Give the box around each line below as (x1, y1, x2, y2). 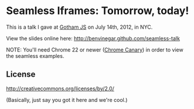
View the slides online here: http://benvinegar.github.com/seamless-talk (6, 35, 181, 42)
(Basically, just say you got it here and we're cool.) (6, 96, 128, 103)
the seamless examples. (6, 52, 64, 59)
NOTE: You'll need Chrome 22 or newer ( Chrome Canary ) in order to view (6, 46, 183, 53)
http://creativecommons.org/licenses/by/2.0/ (6, 85, 114, 92)
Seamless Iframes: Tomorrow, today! (6, 4, 189, 18)
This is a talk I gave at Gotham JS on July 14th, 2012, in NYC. (6, 23, 153, 30)
